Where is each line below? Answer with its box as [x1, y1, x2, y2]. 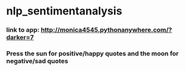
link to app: [6, 26, 40, 34]
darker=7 [6, 33, 34, 42]
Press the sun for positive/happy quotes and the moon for [6, 49, 179, 58]
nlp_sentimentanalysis [6, 4, 122, 18]
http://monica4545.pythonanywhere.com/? [40, 26, 172, 34]
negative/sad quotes [6, 57, 68, 66]
